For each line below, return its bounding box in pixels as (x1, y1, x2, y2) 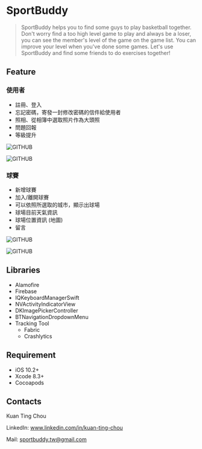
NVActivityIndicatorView (14, 300, 76, 308)
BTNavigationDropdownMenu (14, 313, 89, 320)
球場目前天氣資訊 (14, 208, 58, 216)
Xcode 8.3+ (14, 372, 44, 380)
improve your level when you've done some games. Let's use (21, 43, 174, 50)
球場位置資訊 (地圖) (14, 216, 63, 224)
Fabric (24, 326, 40, 333)
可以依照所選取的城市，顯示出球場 (14, 201, 100, 208)
